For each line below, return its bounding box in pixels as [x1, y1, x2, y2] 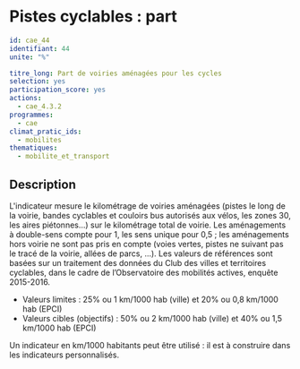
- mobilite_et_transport [17, 152, 110, 161]
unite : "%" [9, 52, 50, 62]
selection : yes [9, 77, 66, 86]
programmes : [9, 110, 54, 119]
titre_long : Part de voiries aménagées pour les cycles [9, 69, 222, 78]
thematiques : [9, 143, 58, 153]
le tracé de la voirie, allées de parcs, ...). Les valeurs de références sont [9, 248, 273, 259]
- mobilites [17, 135, 63, 144]
